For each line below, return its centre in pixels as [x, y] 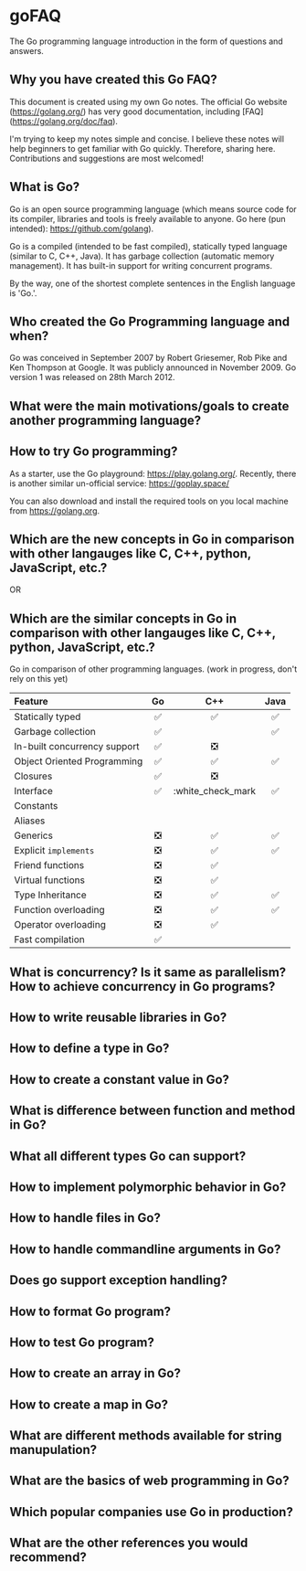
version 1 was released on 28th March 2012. [92, 377]
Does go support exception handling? [119, 1280]
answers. [26, 50]
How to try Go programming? [94, 452]
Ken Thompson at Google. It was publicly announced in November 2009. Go [153, 367]
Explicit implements [54, 851]
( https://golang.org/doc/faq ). [64, 121]
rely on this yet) [39, 679]
